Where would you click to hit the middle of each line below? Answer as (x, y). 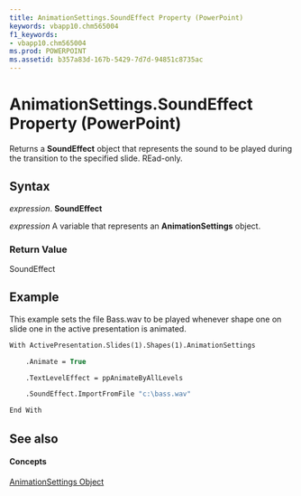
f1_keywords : (34, 34)
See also (34, 439)
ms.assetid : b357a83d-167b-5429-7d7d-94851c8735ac (106, 60)
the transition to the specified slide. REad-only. (96, 158)
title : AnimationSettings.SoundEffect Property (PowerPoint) (127, 18)
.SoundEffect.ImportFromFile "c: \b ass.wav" (109, 394)
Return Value (38, 249)
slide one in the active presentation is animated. (98, 328)
